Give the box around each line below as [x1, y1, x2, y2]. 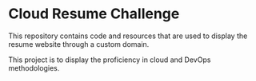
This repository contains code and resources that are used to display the [8, 31, 248, 40]
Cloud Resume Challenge [8, 5, 180, 23]
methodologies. [8, 63, 60, 72]
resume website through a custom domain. [8, 39, 150, 48]
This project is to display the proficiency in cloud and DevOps [8, 55, 211, 64]
